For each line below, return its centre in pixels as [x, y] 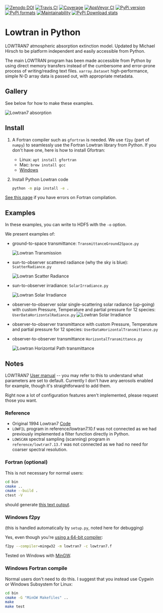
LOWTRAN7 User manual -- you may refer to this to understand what [74, 376]
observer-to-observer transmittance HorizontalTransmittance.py [77, 339]
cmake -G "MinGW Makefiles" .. [37, 597]
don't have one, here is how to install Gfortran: [59, 150]
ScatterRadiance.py [32, 267]
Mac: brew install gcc [42, 165]
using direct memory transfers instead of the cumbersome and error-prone [80, 65]
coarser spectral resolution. [40, 450]
